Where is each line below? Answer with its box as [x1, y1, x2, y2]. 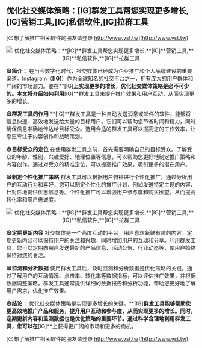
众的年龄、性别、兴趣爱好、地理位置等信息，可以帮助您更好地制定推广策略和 [6, 153, 196, 160]
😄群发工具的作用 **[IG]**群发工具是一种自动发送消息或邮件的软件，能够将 [6, 110, 191, 117]
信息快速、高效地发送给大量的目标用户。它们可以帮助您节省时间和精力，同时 [6, 117, 196, 125]
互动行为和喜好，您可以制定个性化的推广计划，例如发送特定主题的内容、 [16, 181, 196, 188]
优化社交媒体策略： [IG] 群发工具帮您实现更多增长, [6, 5, 189, 16]
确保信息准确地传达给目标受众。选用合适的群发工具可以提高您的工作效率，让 [6, 125, 196, 132]
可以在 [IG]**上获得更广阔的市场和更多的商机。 [22, 322, 137, 329]
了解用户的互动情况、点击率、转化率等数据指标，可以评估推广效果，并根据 [11, 272, 196, 279]
